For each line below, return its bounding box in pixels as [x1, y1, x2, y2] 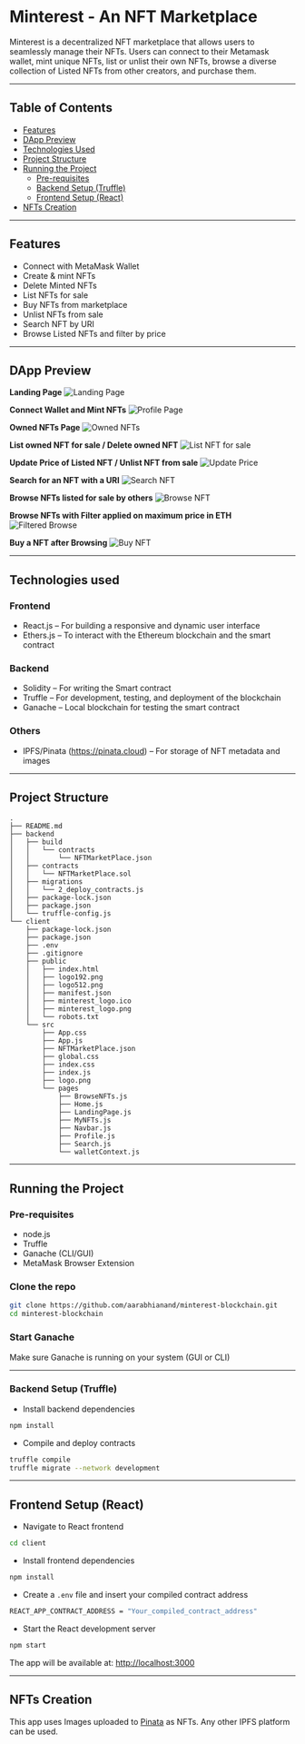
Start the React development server [22, 1623, 156, 1634]
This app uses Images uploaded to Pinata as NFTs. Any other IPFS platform [9, 1716, 290, 1727]
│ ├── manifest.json [25, 988, 112, 998]
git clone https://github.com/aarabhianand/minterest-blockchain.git [9, 1301, 279, 1310]
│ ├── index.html [25, 965, 100, 974]
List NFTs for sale [22, 289, 89, 301]
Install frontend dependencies [22, 1555, 135, 1566]
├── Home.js [57, 1100, 103, 1109]
